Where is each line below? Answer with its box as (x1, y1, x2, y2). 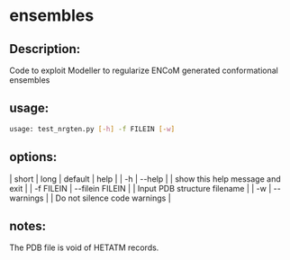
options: (9, 149, 58, 165)
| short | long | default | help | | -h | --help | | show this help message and (9, 173, 281, 184)
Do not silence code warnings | (55, 193, 171, 203)
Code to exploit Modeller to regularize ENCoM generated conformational (9, 65, 279, 76)
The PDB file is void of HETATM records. (9, 242, 159, 253)
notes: (9, 218, 47, 234)
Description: (9, 41, 81, 57)
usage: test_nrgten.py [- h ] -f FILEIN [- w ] (9, 124, 176, 133)
